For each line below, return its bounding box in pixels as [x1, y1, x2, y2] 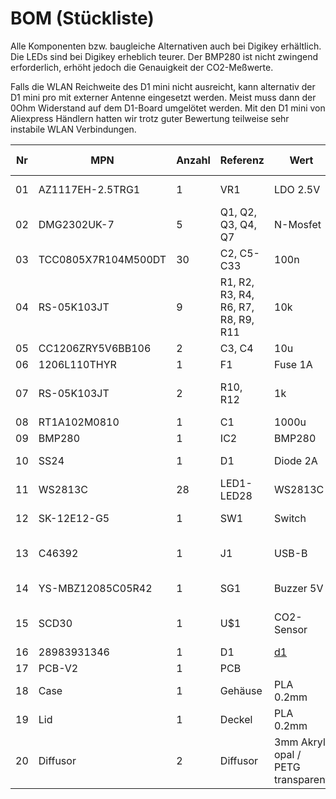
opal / [274, 747, 302, 761]
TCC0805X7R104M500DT [38, 252, 167, 266]
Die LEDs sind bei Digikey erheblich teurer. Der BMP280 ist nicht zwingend [10, 50, 319, 62]
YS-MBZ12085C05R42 [38, 581, 153, 595]
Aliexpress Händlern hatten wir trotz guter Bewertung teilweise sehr [10, 112, 290, 124]
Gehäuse [219, 683, 263, 697]
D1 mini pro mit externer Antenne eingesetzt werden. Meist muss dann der [10, 91, 317, 103]
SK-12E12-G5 [38, 511, 110, 525]
